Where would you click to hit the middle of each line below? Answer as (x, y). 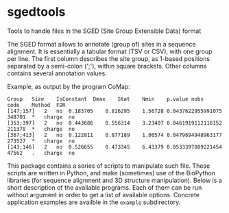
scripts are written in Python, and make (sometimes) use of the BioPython (111, 173)
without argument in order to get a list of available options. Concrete (104, 195)
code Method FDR (37, 105)
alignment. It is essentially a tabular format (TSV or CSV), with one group (110, 51)
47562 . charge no (41, 153)
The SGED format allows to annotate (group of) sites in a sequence (102, 44)
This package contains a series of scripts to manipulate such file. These (109, 166)
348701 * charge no (41, 117)
